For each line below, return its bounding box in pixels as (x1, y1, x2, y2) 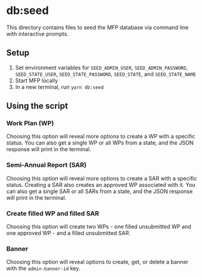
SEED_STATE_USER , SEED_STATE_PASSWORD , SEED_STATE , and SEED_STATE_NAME (15, 70, 196, 78)
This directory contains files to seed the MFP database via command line (6, 24, 189, 31)
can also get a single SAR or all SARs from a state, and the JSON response (6, 188, 193, 195)
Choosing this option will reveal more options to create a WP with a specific (6, 133, 196, 140)
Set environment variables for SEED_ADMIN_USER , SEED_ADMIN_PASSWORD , (15, 64, 188, 71)
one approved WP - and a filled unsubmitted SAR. (6, 229, 131, 237)
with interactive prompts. (6, 30, 69, 37)
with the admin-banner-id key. (6, 265, 81, 272)
